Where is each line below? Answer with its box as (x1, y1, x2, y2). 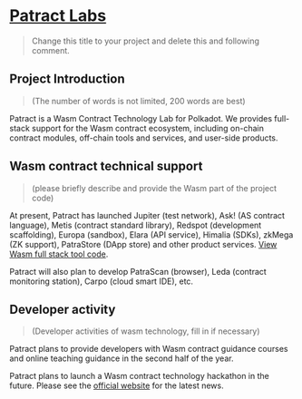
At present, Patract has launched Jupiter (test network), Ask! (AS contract (9, 209, 286, 220)
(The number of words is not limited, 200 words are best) (31, 95, 247, 106)
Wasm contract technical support (9, 159, 203, 174)
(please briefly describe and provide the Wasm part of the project (31, 182, 278, 193)
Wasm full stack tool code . (9, 248, 109, 259)
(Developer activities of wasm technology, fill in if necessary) (31, 326, 260, 336)
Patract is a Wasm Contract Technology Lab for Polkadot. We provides (9, 112, 273, 123)
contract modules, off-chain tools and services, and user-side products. (9, 132, 278, 143)
